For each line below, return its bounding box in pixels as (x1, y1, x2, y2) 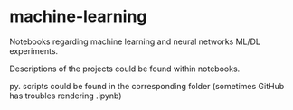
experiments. (9, 45, 59, 56)
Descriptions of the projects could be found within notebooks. (9, 63, 241, 74)
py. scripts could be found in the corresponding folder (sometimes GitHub (9, 80, 285, 91)
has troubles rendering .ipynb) (9, 90, 122, 101)
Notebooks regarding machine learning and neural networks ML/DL (9, 36, 260, 47)
